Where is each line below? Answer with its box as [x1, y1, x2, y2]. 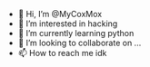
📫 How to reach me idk [17, 48, 107, 58]
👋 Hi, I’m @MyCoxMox [17, 9, 103, 19]
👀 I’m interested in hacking [17, 18, 118, 29]
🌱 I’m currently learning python [17, 28, 135, 38]
